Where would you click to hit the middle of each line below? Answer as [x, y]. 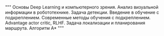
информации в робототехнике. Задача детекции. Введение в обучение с [82, 12]
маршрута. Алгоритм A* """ [35, 28]
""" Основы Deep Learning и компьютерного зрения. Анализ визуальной [82, 7]
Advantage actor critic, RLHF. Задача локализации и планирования [75, 23]
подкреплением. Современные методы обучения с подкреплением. [78, 18]
